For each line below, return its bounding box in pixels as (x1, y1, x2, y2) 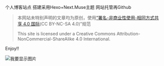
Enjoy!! (5, 46, 19, 51)
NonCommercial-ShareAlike (17, 36, 75, 42)
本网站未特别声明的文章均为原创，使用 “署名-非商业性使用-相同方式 (17, 15, 155, 21)
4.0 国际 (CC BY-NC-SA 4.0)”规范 (23, 21, 91, 27)
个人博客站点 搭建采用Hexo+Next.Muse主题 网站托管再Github (5, 4, 132, 10)
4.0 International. (75, 36, 111, 42)
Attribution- (116, 31, 141, 36)
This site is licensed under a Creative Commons (17, 31, 116, 36)
